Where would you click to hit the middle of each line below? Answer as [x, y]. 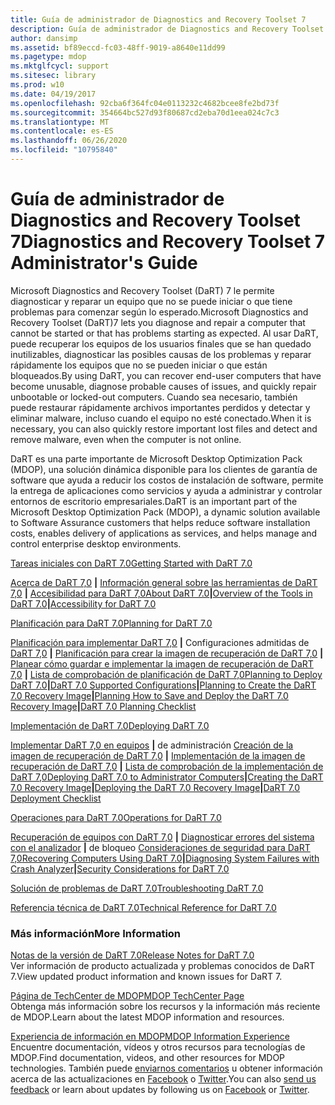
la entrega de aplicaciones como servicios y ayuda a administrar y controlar [166, 490]
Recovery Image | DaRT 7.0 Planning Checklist [103, 706]
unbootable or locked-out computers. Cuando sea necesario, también [154, 397]
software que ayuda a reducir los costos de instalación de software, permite [167, 480]
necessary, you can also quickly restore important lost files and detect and [164, 428]
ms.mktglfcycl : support [60, 66]
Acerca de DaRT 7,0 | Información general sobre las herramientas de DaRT [164, 582]
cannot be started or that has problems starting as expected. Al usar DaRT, [164, 333]
